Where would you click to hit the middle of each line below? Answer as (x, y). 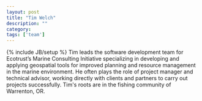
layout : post (23, 12)
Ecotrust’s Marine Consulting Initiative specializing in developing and (93, 59)
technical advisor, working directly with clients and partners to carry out (97, 78)
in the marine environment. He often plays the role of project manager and (100, 72)
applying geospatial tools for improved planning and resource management (101, 65)
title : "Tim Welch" (31, 18)
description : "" (27, 23)
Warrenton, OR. (26, 91)
